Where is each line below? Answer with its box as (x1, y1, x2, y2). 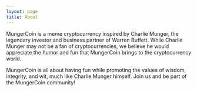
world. (6, 55, 22, 62)
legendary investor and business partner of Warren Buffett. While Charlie (6, 36, 183, 43)
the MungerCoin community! (6, 79, 76, 86)
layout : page (6, 8, 38, 15)
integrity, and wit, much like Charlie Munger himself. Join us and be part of (6, 73, 187, 80)
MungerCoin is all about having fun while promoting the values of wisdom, (6, 66, 186, 73)
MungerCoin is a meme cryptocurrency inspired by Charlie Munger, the (6, 30, 179, 37)
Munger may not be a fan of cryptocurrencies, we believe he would (6, 42, 169, 50)
